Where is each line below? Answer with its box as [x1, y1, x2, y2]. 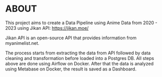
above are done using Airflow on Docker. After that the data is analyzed [5, 60, 154, 66]
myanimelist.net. [5, 40, 39, 46]
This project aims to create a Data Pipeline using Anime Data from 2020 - [5, 20, 157, 26]
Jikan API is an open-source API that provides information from [5, 35, 137, 41]
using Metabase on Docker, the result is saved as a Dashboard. [5, 66, 137, 72]
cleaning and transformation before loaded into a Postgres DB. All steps [5, 55, 154, 61]
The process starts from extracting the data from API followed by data [5, 50, 151, 56]
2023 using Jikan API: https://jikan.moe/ [5, 25, 89, 31]
